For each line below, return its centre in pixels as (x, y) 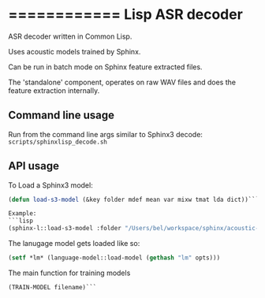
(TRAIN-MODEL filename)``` (52, 287)
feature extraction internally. (54, 90)
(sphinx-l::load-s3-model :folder (65, 229)
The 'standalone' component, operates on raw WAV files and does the (122, 82)
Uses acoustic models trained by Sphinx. (75, 51)
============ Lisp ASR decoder (125, 15)
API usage (34, 166)
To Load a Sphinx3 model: (50, 185)
